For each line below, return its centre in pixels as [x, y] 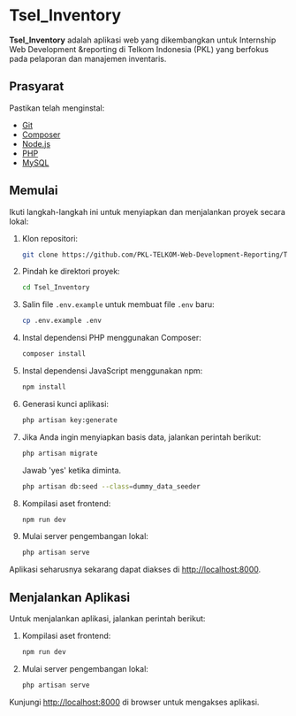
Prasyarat [37, 86]
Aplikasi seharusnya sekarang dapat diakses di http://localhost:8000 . [135, 570]
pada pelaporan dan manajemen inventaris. [88, 58]
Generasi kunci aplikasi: [65, 404]
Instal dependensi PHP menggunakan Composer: [111, 338]
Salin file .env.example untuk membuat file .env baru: [118, 304]
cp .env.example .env [61, 321]
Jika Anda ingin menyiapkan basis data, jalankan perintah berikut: [141, 437]
